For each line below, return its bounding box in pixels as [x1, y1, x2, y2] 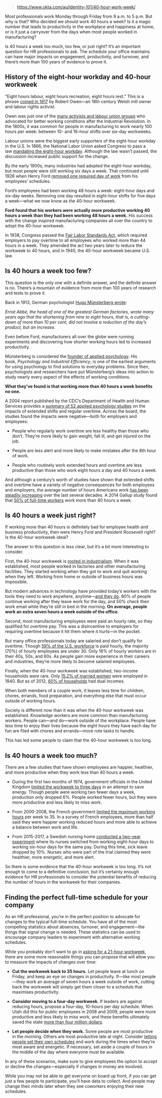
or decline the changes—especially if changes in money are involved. [5, 1064, 144, 1069]
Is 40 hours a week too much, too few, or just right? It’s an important [5, 44, 141, 49]
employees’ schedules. [5, 178, 51, 184]
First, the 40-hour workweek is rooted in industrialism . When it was [5, 558, 139, 564]
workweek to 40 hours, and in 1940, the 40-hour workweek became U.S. [5, 247, 150, 254]
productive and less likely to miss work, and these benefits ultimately [12, 1014, 150, 1020]
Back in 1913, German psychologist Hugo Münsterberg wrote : [5, 299, 127, 305]
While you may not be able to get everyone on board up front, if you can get [5, 1073, 156, 1079]
